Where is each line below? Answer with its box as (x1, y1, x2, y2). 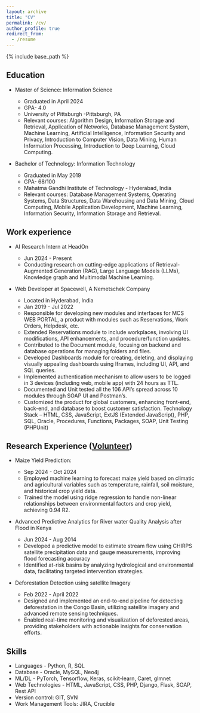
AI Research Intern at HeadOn (14, 243, 88, 250)
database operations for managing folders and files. (23, 347, 152, 354)
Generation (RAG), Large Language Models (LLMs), (53, 267, 180, 274)
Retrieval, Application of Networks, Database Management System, (23, 123, 190, 130)
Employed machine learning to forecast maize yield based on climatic (23, 475, 195, 482)
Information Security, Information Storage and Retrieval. (23, 210, 161, 217)
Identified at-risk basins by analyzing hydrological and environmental (23, 561, 194, 568)
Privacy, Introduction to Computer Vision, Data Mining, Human (23, 136, 177, 143)
